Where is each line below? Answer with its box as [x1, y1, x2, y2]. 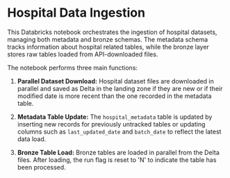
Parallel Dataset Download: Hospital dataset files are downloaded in [17, 76, 214, 85]
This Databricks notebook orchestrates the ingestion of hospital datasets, [7, 28, 217, 36]
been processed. [17, 163, 66, 171]
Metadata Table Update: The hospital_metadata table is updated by [17, 113, 213, 121]
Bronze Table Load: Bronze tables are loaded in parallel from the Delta [17, 148, 220, 156]
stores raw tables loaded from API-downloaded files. [7, 50, 158, 58]
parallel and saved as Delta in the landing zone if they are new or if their [17, 84, 223, 92]
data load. [17, 134, 47, 143]
